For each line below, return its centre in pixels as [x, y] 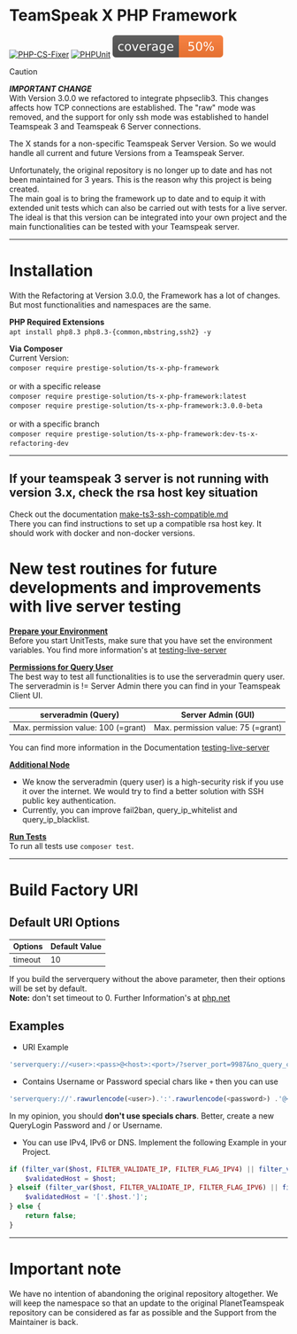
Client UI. [26, 695]
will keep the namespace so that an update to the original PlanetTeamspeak [147, 1303]
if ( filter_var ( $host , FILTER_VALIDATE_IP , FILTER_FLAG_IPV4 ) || [132, 1169]
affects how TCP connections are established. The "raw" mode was [133, 107]
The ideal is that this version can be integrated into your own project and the [148, 217]
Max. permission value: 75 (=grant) [218, 728]
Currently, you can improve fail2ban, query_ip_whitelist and [129, 810]
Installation [51, 271]
